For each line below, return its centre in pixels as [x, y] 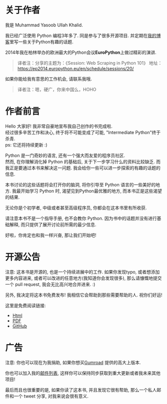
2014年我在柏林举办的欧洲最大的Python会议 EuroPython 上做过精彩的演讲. [81, 52]
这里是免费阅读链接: [26, 305]
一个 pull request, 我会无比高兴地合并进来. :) [50, 284]
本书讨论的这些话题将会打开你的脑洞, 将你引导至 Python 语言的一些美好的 [81, 184]
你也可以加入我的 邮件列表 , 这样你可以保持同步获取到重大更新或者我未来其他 [83, 373]
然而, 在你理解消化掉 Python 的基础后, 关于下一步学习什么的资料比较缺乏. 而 [83, 161]
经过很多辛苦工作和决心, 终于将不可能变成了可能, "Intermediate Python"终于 [83, 132]
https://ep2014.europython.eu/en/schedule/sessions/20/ [76, 68]
